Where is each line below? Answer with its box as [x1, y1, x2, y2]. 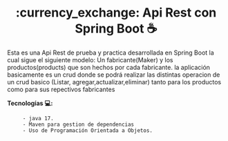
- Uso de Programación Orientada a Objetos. [22, 126, 153, 134]
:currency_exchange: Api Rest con [15, 5, 217, 21]
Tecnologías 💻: [7, 99, 53, 107]
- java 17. [22, 115, 54, 122]
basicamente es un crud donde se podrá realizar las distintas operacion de [7, 70, 220, 79]
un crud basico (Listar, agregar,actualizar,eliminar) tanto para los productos [7, 77, 222, 86]
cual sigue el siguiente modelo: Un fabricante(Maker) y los [7, 55, 173, 64]
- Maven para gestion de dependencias [22, 121, 135, 128]
